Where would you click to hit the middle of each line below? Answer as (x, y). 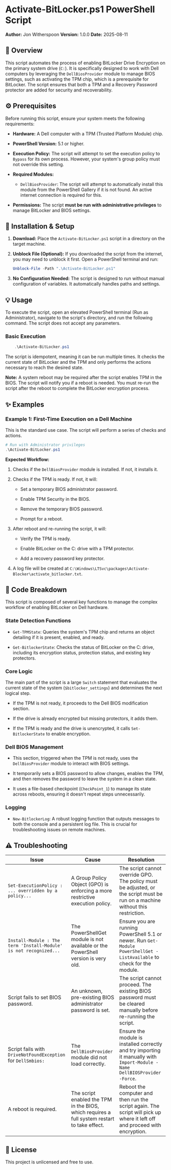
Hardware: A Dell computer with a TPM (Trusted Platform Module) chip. (88, 133)
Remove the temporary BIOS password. (62, 509)
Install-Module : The (34, 941)
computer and (136, 1093)
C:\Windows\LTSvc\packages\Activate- (110, 569)
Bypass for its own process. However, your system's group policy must (86, 159)
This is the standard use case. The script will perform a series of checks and (85, 430)
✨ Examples (25, 404)
